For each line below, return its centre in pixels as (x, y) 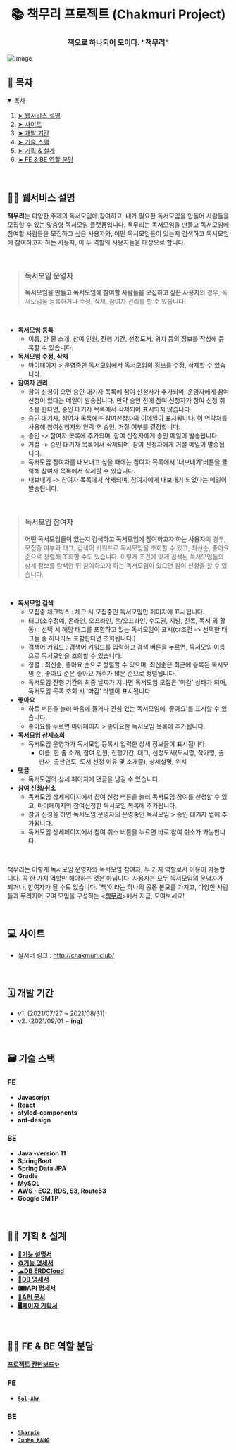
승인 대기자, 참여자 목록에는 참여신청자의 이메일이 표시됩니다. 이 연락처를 (128, 418)
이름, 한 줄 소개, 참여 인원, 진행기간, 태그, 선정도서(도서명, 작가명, (128, 752)
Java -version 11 (42, 1153)
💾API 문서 (31, 1297)
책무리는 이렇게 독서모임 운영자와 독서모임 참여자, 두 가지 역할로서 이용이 (107, 869)
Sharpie (29, 1432)
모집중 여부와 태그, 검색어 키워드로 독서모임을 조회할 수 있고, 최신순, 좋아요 (127, 547)
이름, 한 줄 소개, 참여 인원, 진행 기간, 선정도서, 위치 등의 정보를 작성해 (122, 339)
